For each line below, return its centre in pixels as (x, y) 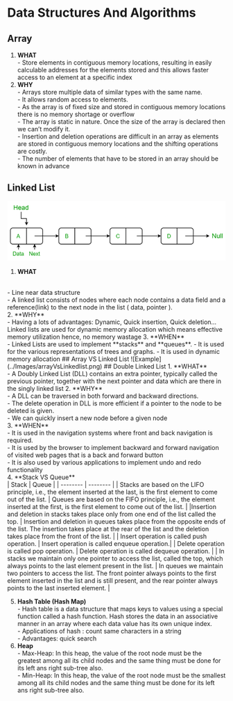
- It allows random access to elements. (72, 99)
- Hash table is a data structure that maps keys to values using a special (120, 609)
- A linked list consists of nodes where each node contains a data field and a (116, 300)
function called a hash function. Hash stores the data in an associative (118, 616)
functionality (25, 469)
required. (20, 440)
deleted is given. (31, 410)
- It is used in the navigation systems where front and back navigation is (110, 433)
